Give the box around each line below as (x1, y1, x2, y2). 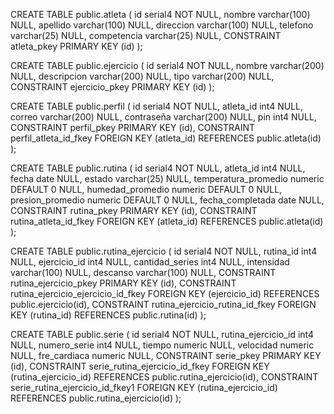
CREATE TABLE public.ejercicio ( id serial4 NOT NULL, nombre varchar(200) (10, 60, 325, 71)
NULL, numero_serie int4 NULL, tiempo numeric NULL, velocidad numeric (10, 339, 315, 351)
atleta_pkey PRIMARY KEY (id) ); (10, 40, 143, 52)
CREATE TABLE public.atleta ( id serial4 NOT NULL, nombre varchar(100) (10, 9, 311, 20)
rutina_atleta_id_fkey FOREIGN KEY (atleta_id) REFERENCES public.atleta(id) (10, 215, 324, 227)
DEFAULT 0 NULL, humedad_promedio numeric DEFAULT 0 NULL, (10, 184, 283, 195)
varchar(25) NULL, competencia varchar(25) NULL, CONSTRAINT (10, 30, 282, 41)
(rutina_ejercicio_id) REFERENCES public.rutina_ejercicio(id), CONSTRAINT (10, 371, 319, 383)
